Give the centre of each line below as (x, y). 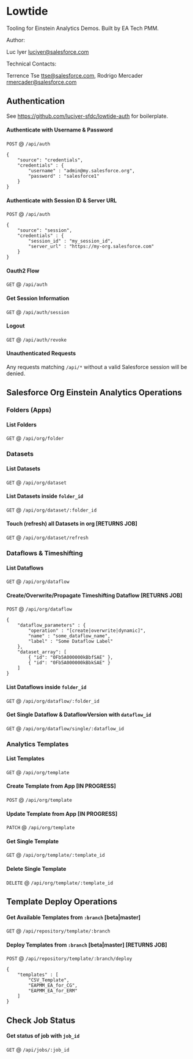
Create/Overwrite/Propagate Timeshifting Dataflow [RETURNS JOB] (94, 595)
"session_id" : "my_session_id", (71, 241)
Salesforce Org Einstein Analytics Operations (94, 393)
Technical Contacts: (31, 64)
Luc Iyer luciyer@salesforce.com (48, 52)
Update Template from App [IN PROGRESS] (62, 813)
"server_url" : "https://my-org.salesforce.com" (91, 247)
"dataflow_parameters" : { (52, 625)
